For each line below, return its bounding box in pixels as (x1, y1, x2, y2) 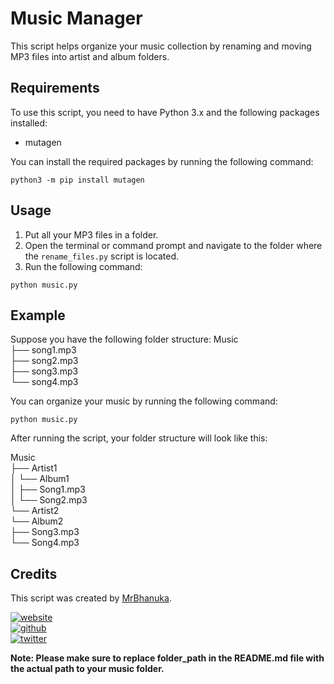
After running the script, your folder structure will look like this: (10, 432, 268, 444)
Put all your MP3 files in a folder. (24, 228, 159, 241)
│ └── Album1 (10, 473, 70, 485)
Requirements (10, 80, 100, 97)
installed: (10, 117, 48, 129)
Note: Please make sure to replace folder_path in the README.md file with (10, 652, 325, 664)
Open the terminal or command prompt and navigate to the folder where (24, 239, 323, 251)
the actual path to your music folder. (10, 663, 165, 675)
